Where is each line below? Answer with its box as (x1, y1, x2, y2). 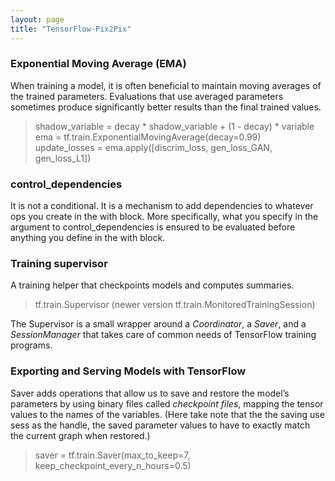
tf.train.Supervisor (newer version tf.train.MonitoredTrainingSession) (34, 299, 316, 311)
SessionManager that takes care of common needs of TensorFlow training (10, 329, 317, 341)
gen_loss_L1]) (34, 152, 92, 164)
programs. (10, 339, 53, 351)
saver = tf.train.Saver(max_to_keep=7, (34, 449, 191, 461)
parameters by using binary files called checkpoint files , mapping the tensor (10, 397, 324, 410)
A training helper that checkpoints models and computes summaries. (10, 279, 295, 291)
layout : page (10, 14, 65, 25)
